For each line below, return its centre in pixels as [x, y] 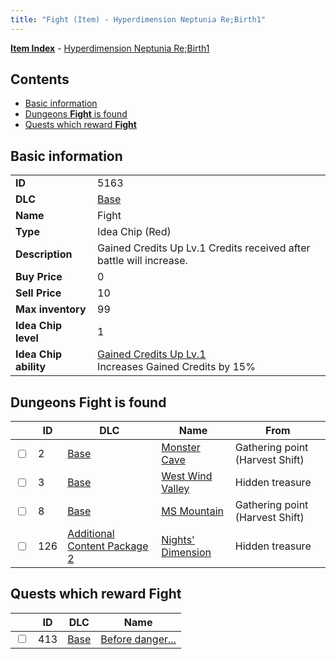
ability [31, 367]
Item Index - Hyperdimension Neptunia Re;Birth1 [110, 48]
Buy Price [39, 277]
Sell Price [38, 293]
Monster [181, 448]
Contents [40, 79]
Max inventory [51, 309]
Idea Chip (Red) [134, 232]
